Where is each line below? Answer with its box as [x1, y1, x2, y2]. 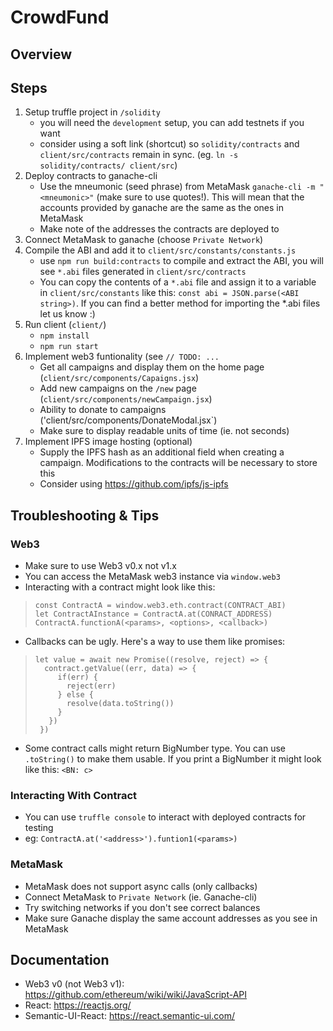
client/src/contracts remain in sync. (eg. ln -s [39, 149, 239, 161]
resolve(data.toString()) [66, 699, 175, 709]
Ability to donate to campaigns [39, 404, 167, 416]
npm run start [39, 342, 99, 352]
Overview [10, 46, 73, 63]
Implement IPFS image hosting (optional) [24, 436, 193, 448]
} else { [57, 690, 94, 700]
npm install [39, 331, 90, 341]
